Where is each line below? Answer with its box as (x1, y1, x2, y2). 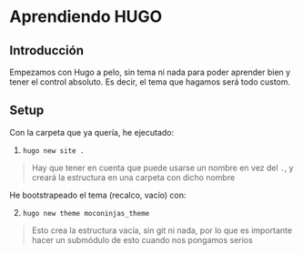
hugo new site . (22, 146, 85, 156)
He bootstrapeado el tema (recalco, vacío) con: (9, 189, 187, 200)
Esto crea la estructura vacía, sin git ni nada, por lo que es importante (31, 225, 293, 236)
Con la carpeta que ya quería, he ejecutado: (9, 127, 175, 137)
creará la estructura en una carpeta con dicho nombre (31, 171, 236, 183)
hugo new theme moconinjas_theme (22, 208, 150, 218)
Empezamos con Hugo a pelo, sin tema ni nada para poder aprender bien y (9, 66, 291, 77)
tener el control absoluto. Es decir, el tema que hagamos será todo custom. (9, 76, 291, 87)
